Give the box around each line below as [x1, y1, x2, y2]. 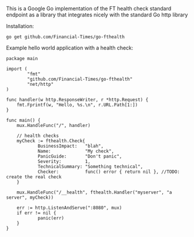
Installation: [6, 23, 34, 29]
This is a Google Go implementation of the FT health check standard [6, 5, 172, 12]
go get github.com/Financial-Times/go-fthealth [6, 34, 125, 40]
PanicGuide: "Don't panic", [37, 153, 122, 159]
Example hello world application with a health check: [6, 44, 133, 51]
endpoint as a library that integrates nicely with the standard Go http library [6, 11, 188, 18]
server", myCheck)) [6, 195, 54, 201]
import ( [6, 66, 28, 72]
